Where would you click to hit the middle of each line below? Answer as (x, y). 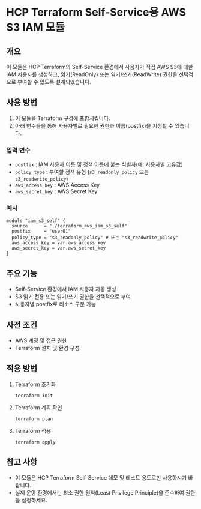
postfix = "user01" (41, 232)
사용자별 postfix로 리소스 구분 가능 (55, 304)
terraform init (34, 396)
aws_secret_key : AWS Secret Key (56, 191)
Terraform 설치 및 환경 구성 (47, 348)
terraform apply (35, 442)
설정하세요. (34, 500)
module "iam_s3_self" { (36, 221)
